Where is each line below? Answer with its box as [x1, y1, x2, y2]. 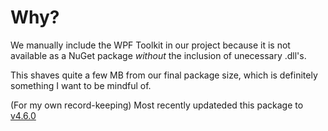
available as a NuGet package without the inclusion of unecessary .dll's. [10, 49, 307, 61]
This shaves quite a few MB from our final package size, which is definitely [10, 69, 318, 81]
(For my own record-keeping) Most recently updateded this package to [10, 99, 304, 111]
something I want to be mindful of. [10, 79, 152, 91]
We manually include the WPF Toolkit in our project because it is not [10, 39, 291, 51]
